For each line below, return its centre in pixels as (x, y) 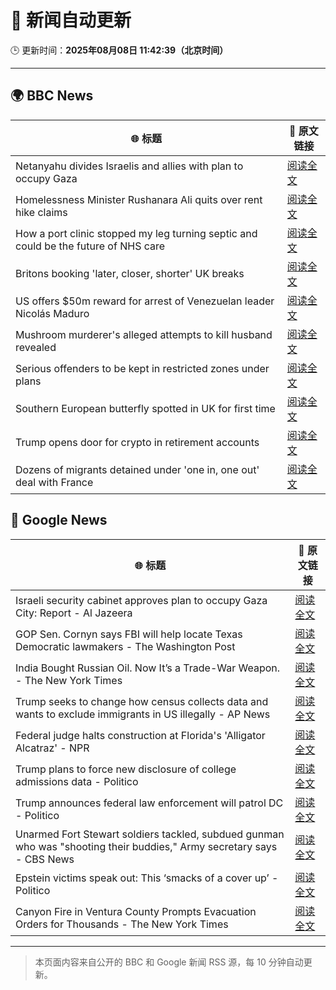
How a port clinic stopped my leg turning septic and (136, 233)
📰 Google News (59, 520)
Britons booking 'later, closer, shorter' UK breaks (130, 273)
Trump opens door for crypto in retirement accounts (137, 442)
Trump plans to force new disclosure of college (126, 769)
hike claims (41, 212)
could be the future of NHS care (90, 246)
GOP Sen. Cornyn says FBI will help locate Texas (129, 634)
